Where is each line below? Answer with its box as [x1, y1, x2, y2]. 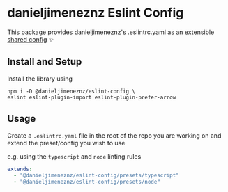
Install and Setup [7, 56, 82, 67]
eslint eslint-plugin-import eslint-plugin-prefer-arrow [7, 94, 176, 101]
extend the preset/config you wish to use [7, 138, 126, 147]
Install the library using [7, 74, 73, 83]
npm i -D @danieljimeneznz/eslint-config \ [7, 88, 136, 95]
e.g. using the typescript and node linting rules [7, 152, 142, 161]
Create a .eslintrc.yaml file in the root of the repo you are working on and [7, 131, 222, 140]
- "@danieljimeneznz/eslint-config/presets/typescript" [13, 172, 179, 179]
